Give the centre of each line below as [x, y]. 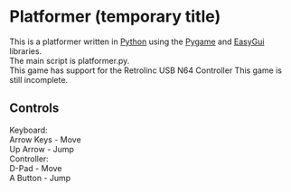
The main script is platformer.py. [70, 60]
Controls [34, 109]
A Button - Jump [40, 178]
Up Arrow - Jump [42, 149]
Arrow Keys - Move [45, 139]
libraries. [26, 50]
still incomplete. [39, 79]
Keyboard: [28, 130]
